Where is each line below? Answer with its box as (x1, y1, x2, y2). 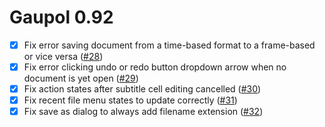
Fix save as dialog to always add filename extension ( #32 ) (23, 106, 264, 118)
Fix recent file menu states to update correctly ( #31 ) (23, 94, 238, 106)
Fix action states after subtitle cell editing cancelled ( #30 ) (23, 83, 262, 95)
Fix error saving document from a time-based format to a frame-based (23, 39, 316, 51)
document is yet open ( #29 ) (23, 72, 139, 85)
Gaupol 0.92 (9, 6, 114, 29)
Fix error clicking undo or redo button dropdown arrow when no (23, 61, 287, 73)
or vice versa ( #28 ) (23, 51, 104, 62)
